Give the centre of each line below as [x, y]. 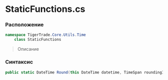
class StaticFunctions [38, 40]
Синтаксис [19, 62]
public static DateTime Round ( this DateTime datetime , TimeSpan [73, 72]
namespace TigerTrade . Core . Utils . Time [45, 35]
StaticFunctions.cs [45, 9]
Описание [28, 49]
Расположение [24, 25]
